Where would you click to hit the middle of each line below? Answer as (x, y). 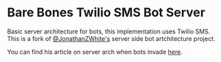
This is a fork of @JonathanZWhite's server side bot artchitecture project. (111, 38)
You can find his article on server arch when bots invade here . (95, 52)
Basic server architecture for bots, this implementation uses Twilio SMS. (109, 31)
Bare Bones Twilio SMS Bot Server (106, 13)
